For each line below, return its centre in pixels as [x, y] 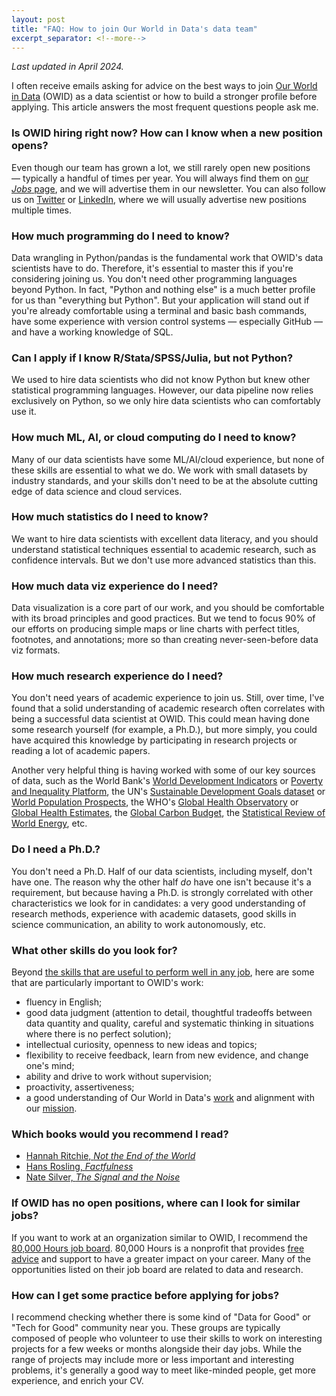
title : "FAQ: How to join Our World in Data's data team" [134, 29]
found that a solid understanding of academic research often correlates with [168, 708]
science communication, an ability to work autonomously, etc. [138, 924]
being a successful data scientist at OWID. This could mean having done [160, 719]
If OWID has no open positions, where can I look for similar [156, 1203]
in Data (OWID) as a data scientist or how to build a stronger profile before [164, 97]
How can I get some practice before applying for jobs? [145, 1295]
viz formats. [36, 650]
